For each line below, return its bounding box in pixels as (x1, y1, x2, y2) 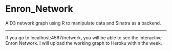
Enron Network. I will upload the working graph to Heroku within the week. (5, 40, 162, 46)
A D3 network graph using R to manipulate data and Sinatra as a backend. (5, 20, 161, 26)
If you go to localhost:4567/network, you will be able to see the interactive (5, 34, 162, 41)
